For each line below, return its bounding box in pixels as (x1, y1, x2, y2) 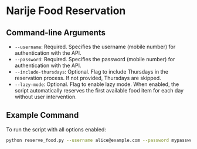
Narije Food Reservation (6, 4, 126, 18)
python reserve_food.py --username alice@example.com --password (6, 137, 169, 143)
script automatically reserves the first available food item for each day (14, 87, 184, 94)
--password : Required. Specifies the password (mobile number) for (14, 56, 175, 62)
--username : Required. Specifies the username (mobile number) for (14, 43, 176, 50)
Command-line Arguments (6, 28, 106, 38)
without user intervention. (14, 93, 77, 100)
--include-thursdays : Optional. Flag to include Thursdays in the (14, 68, 169, 75)
